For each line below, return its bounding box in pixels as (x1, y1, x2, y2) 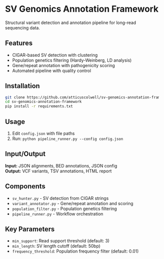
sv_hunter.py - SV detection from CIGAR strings (12, 195, 109, 201)
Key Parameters (5, 225, 55, 234)
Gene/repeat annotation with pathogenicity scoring (12, 62, 115, 68)
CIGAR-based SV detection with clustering (12, 52, 98, 58)
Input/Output (5, 150, 46, 158)
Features (5, 39, 33, 47)
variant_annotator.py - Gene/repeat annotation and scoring (12, 200, 133, 206)
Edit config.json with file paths (12, 131, 75, 136)
